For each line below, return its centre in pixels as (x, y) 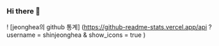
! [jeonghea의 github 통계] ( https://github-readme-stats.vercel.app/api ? (109, 27)
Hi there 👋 (24, 11)
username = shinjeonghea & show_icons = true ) (76, 35)
